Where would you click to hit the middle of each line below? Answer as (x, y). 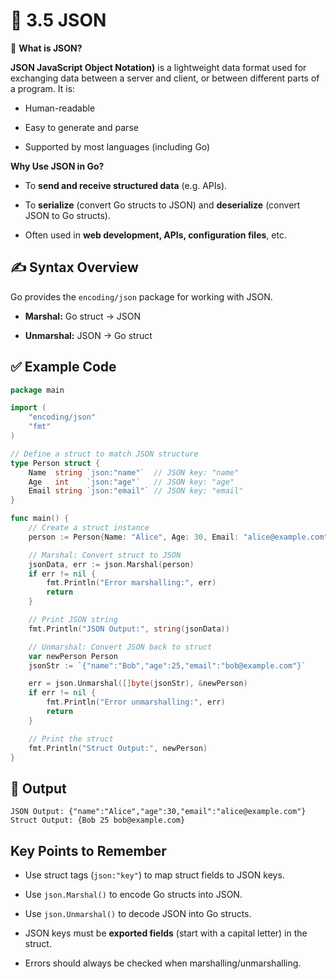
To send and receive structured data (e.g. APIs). (126, 185)
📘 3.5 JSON (58, 20)
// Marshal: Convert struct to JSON (105, 555)
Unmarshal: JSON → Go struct (88, 335)
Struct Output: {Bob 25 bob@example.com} (98, 820)
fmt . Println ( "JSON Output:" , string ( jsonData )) (129, 629)
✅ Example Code (63, 367)
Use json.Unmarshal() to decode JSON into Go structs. (138, 914)
